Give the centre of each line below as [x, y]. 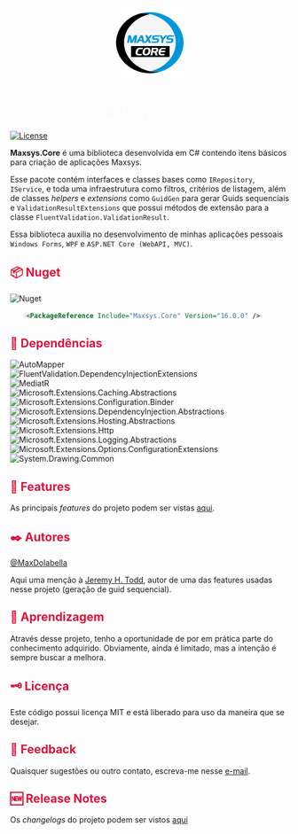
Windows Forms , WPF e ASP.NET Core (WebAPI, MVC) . [102, 243]
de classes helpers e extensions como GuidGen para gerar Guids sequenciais [150, 198]
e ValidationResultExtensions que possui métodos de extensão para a [140, 207]
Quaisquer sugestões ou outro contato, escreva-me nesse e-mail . [130, 771]
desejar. [24, 721]
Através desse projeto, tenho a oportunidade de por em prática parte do [142, 638]
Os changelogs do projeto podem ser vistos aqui [99, 820]
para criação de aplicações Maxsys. [76, 162]
